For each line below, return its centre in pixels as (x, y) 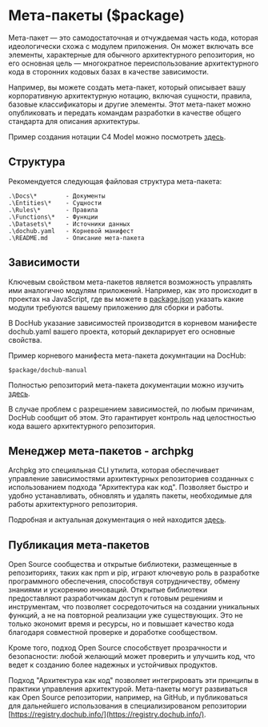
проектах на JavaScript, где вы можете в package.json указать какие (126, 299)
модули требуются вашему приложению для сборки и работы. (116, 307)
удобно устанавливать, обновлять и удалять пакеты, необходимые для (130, 496)
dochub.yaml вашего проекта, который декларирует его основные (122, 331)
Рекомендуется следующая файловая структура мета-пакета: (115, 181)
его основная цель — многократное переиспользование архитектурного (134, 63)
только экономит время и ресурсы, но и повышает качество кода (121, 624)
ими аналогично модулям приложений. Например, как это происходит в (133, 290)
